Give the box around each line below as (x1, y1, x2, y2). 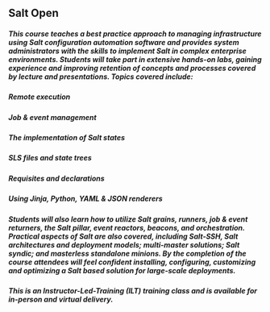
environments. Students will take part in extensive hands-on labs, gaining (8, 54, 262, 64)
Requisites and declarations (8, 173, 105, 183)
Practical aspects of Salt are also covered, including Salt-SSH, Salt (8, 231, 239, 241)
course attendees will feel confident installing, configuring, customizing (8, 257, 256, 267)
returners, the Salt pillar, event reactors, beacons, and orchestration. (8, 223, 246, 232)
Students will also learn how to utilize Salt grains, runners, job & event (8, 214, 248, 224)
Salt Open (8, 6, 59, 20)
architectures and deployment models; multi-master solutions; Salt (8, 239, 240, 249)
